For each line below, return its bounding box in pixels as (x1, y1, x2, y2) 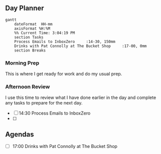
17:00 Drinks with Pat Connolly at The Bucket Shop (12, 143, 118, 149)
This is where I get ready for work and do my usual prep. (5, 71, 122, 77)
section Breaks (14, 47, 46, 53)
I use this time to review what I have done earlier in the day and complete (5, 94, 156, 100)
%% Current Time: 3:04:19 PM (14, 30, 75, 35)
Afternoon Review (5, 83, 50, 90)
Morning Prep (5, 59, 39, 66)
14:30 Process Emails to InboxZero (19, 110, 91, 116)
